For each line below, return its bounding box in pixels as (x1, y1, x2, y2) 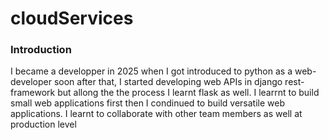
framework (10, 87, 56, 99)
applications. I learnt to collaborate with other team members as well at (10, 108, 303, 120)
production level (10, 118, 77, 131)
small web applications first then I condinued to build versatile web (10, 97, 285, 109)
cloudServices (10, 7, 134, 30)
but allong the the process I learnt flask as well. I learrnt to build (57, 87, 320, 99)
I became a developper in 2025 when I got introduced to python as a (10, 65, 293, 77)
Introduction (10, 43, 72, 57)
